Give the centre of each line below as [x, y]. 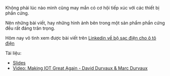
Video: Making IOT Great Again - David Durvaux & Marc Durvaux [80, 68]
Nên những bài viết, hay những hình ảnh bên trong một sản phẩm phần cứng [85, 23]
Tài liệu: [13, 53]
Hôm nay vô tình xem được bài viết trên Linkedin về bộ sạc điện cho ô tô [81, 38]
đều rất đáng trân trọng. [30, 28]
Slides [19, 63]
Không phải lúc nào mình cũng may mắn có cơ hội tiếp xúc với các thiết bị [82, 8]
